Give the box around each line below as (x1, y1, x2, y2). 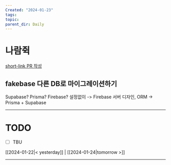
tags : (5, 12, 17, 17)
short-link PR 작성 (5, 63, 42, 69)
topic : (5, 17, 19, 22)
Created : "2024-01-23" (5, 7, 53, 13)
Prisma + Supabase (5, 100, 47, 105)
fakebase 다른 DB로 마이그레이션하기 (5, 79, 117, 88)
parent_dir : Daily (5, 21, 44, 27)
